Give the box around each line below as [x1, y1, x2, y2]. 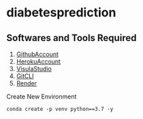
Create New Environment [6, 92, 77, 101]
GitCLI [16, 72, 35, 80]
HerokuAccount [16, 57, 61, 66]
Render [16, 79, 37, 87]
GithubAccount [16, 50, 59, 58]
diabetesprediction [6, 5, 116, 21]
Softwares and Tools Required [6, 32, 137, 44]
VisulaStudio [16, 65, 52, 72]
